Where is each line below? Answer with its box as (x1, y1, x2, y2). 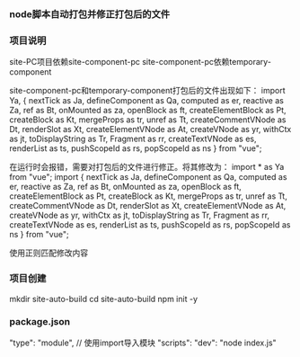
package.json (9, 316, 70, 328)
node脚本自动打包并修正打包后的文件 (9, 7, 171, 20)
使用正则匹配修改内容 (9, 247, 88, 258)
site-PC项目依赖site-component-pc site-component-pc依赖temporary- (9, 57, 272, 67)
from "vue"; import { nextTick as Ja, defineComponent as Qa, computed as (9, 172, 287, 183)
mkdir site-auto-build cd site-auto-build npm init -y (9, 293, 199, 304)
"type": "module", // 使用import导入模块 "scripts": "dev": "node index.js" (9, 337, 277, 348)
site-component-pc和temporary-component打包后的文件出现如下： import (9, 85, 286, 96)
